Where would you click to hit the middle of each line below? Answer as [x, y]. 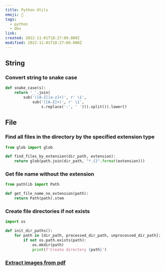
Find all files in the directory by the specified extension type [80, 137]
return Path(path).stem [39, 198]
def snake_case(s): [26, 88]
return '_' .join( [32, 93]
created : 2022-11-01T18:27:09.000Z [43, 38]
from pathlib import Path [32, 185]
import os [16, 222]
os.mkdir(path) [48, 245]
